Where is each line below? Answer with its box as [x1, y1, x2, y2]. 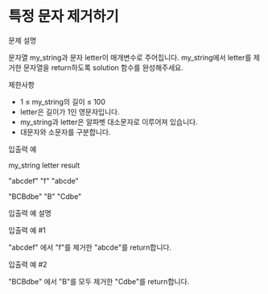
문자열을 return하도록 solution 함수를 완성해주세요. [23, 62, 183, 72]
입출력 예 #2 [8, 259, 47, 269]
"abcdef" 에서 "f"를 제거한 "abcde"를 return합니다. [8, 242, 171, 252]
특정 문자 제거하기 [8, 7, 119, 26]
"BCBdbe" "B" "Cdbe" [8, 191, 82, 201]
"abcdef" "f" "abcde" [8, 176, 79, 185]
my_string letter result [8, 160, 80, 170]
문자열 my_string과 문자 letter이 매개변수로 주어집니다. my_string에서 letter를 [8, 52, 252, 62]
